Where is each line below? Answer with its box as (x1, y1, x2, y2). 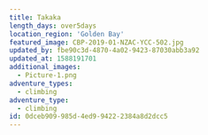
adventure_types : (9, 79, 73, 88)
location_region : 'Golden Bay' (9, 29, 125, 38)
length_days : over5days (9, 21, 97, 30)
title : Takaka (9, 12, 62, 22)
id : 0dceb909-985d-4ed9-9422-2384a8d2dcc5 (9, 112, 168, 121)
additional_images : (9, 63, 81, 72)
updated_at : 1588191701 (9, 54, 97, 63)
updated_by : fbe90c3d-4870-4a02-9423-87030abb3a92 (9, 46, 200, 55)
